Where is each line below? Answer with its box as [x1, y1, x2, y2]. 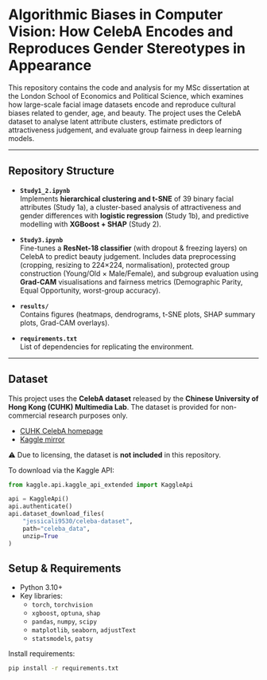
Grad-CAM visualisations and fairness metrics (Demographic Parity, [19, 277, 243, 286]
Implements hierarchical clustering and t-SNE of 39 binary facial [19, 194, 234, 203]
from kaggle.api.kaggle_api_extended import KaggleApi [8, 481, 194, 489]
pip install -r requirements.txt [8, 664, 119, 673]
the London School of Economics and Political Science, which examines [8, 91, 244, 100]
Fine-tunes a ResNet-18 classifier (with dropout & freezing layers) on [19, 243, 248, 253]
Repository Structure [8, 164, 115, 178]
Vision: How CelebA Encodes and [8, 22, 234, 41]
